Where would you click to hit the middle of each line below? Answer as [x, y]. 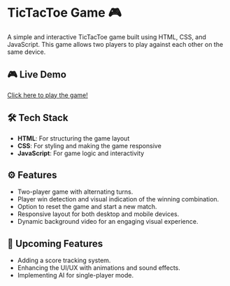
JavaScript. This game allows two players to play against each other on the [115, 44]
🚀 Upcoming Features [55, 244]
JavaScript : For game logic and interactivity [81, 153]
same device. [27, 52]
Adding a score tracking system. [64, 260]
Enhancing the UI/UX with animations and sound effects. [99, 268]
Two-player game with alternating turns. [75, 192]
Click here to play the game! [48, 95]
